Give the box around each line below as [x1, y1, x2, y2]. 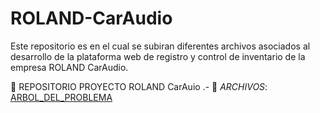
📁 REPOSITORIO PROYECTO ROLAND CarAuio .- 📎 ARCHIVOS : [10, 80, 268, 92]
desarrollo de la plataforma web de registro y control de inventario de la [10, 50, 306, 62]
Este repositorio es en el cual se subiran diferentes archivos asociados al [10, 40, 311, 52]
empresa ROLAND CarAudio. [10, 61, 129, 73]
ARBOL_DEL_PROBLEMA [10, 91, 113, 103]
